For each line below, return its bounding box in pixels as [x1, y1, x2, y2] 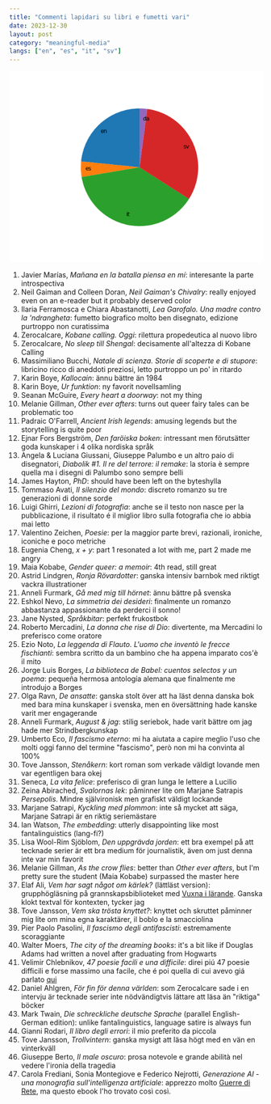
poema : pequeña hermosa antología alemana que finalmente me [20, 674, 236, 683]
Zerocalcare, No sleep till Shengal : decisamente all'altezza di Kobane [20, 339, 251, 349]
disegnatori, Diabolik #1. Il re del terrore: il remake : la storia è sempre [20, 459, 250, 469]
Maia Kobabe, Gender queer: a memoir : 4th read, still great [20, 562, 217, 572]
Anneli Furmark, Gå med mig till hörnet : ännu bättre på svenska [20, 588, 231, 598]
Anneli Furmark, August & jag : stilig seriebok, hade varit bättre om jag [20, 717, 252, 727]
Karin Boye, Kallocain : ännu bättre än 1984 [20, 373, 163, 383]
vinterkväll [20, 1043, 56, 1053]
